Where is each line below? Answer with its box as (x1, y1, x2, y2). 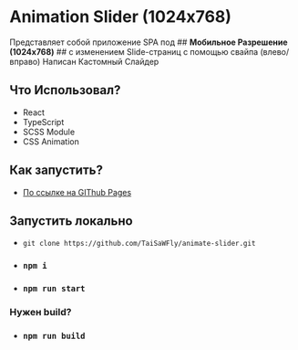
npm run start (22, 283, 86, 294)
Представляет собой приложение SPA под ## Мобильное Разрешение (9, 37, 288, 48)
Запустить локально (9, 213, 134, 228)
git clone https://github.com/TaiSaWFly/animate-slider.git (22, 239, 256, 249)
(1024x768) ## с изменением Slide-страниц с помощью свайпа (9, 46, 259, 57)
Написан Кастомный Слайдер (42, 56, 159, 67)
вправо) (9, 56, 41, 67)
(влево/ (259, 46, 290, 57)
